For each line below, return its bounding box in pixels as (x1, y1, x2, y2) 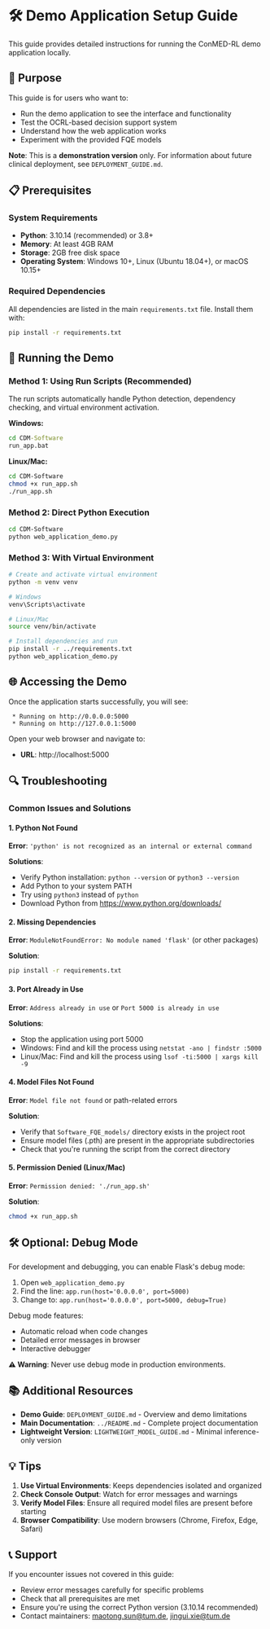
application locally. (8, 47, 72, 57)
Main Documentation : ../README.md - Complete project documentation (20, 1418, 259, 1428)
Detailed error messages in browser (20, 1335, 141, 1345)
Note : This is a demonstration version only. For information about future (8, 150, 252, 160)
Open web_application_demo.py (20, 1277, 125, 1287)
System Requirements (8, 213, 98, 224)
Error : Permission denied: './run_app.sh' (8, 1180, 150, 1190)
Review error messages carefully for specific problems (20, 1585, 204, 1595)
